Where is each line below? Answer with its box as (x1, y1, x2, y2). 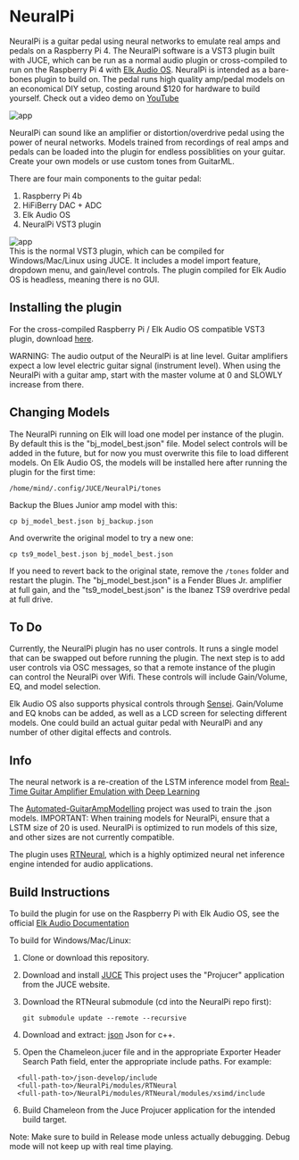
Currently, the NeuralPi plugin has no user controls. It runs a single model (9, 643, 278, 654)
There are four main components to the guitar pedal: (9, 172, 203, 184)
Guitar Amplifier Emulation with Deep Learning (29, 786, 201, 797)
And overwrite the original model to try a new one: (9, 532, 194, 543)
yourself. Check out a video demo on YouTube (9, 92, 179, 104)
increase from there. (9, 379, 85, 389)
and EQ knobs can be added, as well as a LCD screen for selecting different (9, 708, 287, 719)
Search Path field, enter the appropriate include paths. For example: (21, 1056, 272, 1066)
